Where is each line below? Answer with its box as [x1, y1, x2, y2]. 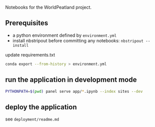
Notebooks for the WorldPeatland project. [5, 5, 92, 10]
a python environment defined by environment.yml [12, 32, 117, 38]
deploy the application [5, 103, 77, 111]
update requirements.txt [5, 51, 55, 57]
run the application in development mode [5, 76, 137, 84]
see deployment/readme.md [5, 116, 59, 122]
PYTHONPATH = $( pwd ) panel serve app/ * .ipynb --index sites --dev [5, 89, 143, 94]
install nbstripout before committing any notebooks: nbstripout [12, 37, 144, 43]
